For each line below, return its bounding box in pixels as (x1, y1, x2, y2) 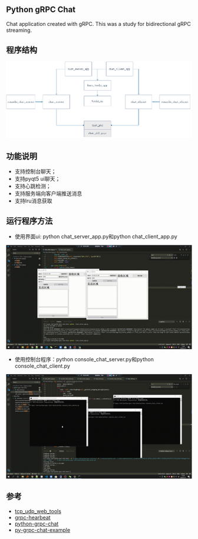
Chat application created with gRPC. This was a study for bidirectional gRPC (6, 20, 192, 27)
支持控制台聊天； (14, 168, 57, 175)
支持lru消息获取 (14, 197, 52, 204)
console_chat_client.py (14, 362, 71, 370)
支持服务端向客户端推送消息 (14, 189, 82, 197)
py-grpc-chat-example (14, 526, 71, 533)
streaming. (6, 26, 32, 34)
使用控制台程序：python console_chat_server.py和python (14, 356, 154, 363)
